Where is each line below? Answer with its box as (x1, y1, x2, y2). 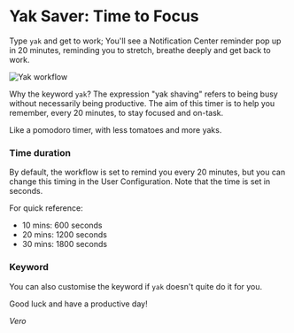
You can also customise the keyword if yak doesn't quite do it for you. (9, 281, 263, 291)
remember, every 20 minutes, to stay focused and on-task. (9, 107, 224, 118)
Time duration (9, 146, 71, 159)
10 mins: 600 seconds (21, 220, 104, 231)
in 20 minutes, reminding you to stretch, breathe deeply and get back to (9, 44, 272, 55)
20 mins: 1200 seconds (21, 229, 108, 240)
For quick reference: (9, 203, 83, 213)
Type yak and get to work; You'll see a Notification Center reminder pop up (9, 35, 282, 46)
